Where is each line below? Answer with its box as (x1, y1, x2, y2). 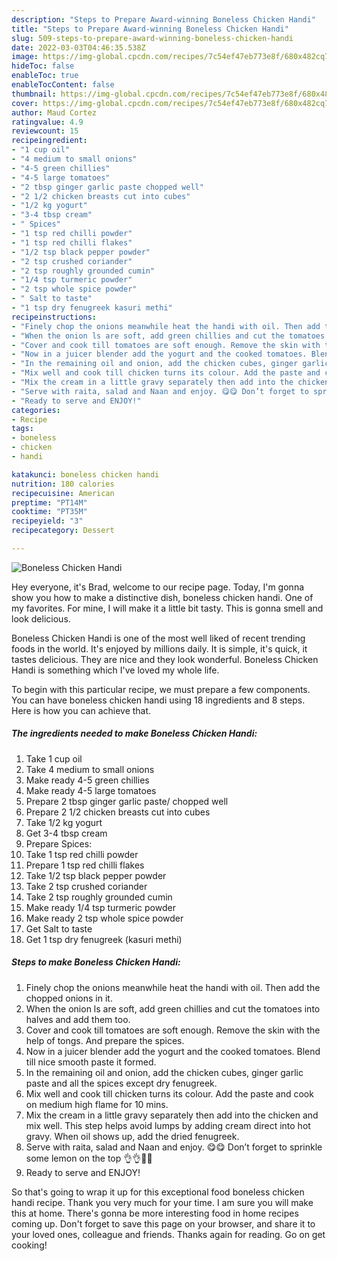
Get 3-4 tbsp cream (25, 827, 108, 839)
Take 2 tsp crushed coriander (25, 880, 148, 892)
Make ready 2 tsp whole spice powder (25, 912, 184, 924)
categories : (11, 405, 61, 415)
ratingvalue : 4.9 (11, 117, 84, 127)
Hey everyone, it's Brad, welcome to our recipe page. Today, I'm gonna (11, 581, 305, 593)
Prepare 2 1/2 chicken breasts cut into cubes (25, 806, 211, 818)
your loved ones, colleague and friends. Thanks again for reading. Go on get (11, 1228, 326, 1240)
